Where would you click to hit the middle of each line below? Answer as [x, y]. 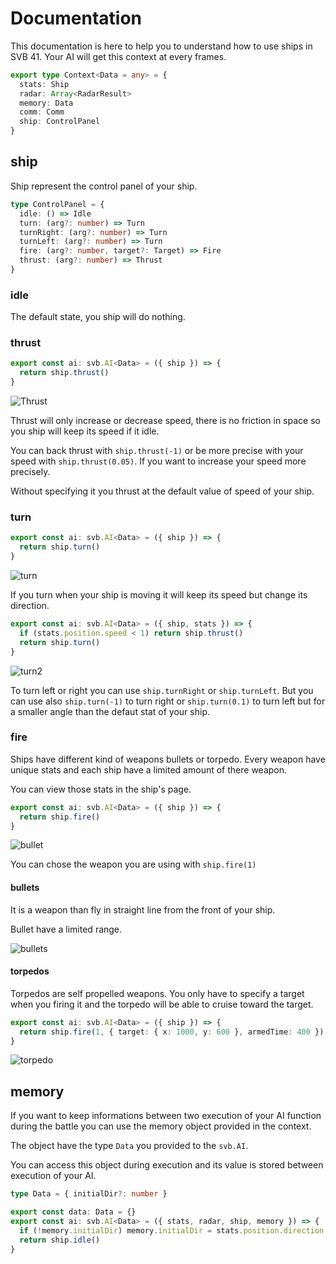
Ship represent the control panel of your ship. [104, 186]
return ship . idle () [60, 1240]
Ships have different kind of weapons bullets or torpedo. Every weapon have [168, 759]
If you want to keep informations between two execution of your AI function [166, 1116]
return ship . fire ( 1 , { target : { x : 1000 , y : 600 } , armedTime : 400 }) [172, 1032]
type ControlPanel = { [57, 204]
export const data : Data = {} [73, 1212]
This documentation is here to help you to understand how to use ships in [161, 46]
